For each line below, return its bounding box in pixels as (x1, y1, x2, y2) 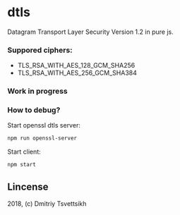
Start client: (7, 147, 41, 156)
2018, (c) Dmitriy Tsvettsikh (7, 199, 87, 208)
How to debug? (7, 105, 61, 115)
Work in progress (7, 86, 68, 96)
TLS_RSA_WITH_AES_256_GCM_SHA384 (17, 68, 138, 78)
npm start (7, 161, 37, 168)
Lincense (7, 180, 49, 192)
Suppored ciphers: (7, 45, 73, 55)
